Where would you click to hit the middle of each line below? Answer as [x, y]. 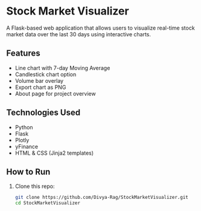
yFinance [26, 146]
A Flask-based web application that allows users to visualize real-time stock [101, 28]
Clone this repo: [35, 186]
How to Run [28, 171]
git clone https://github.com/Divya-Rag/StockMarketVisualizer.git [101, 198]
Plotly [22, 140]
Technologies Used [43, 113]
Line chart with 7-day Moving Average [62, 68]
